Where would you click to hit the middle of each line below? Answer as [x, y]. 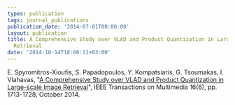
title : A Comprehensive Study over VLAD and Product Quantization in [111, 40]
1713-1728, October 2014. [44, 94]
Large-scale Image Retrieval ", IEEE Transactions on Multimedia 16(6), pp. [112, 87]
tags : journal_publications [48, 20]
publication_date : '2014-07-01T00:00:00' [69, 26]
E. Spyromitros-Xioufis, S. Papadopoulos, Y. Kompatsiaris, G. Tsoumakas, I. [115, 72]
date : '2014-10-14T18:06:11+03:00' [59, 53]
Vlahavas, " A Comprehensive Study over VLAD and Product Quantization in [115, 79]
